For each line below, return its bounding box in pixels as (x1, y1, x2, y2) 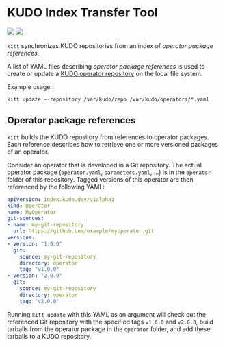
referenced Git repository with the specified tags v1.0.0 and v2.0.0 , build (7, 318, 214, 326)
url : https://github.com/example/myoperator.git (13, 228, 155, 235)
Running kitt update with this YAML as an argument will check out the (7, 310, 207, 318)
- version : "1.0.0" (7, 240, 63, 248)
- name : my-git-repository (7, 222, 84, 228)
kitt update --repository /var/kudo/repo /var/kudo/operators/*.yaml (7, 96, 210, 103)
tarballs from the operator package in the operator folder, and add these (7, 324, 211, 333)
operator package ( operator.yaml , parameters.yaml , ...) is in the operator (7, 168, 211, 176)
